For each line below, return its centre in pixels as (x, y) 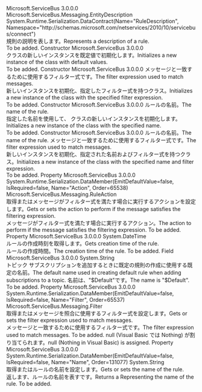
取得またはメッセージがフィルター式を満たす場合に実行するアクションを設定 (101, 201)
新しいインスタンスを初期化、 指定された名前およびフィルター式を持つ (93, 154)
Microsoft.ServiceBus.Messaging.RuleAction (62, 194)
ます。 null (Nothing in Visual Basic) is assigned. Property (103, 342)
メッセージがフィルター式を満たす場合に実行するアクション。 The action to (99, 223)
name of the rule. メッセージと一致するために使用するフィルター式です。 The (101, 140)
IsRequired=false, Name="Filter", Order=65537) (66, 300)
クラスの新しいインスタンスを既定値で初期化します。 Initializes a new (92, 55)
